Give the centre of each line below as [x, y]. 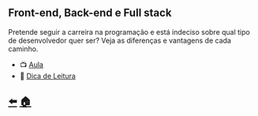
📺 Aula [31, 64]
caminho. [23, 49]
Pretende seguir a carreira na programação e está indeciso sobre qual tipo [129, 32]
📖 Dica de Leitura [48, 76]
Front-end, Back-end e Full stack [90, 13]
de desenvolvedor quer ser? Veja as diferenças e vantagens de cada [120, 40]
